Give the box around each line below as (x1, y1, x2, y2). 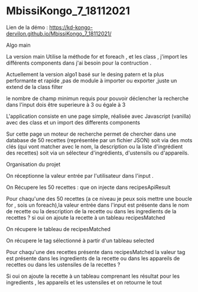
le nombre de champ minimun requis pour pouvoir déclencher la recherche (6, 95, 189, 102)
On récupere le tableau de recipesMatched (6, 225, 111, 232)
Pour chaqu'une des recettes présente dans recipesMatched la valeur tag (6, 248, 186, 255)
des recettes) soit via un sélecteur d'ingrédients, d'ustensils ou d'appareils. (6, 149, 189, 156)
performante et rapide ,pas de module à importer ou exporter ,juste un (6, 77, 177, 84)
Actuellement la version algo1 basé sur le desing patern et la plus (6, 70, 164, 78)
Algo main (6, 41, 31, 49)
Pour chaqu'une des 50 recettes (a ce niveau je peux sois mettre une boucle (6, 195, 192, 202)
